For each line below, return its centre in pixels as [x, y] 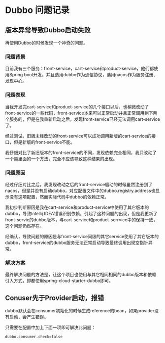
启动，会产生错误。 [29, 317]
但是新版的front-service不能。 [44, 142]
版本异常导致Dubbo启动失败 [48, 30]
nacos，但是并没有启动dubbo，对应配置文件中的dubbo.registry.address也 [80, 191]
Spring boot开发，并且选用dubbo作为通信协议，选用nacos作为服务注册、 [83, 75]
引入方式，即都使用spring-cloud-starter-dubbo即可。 [59, 281]
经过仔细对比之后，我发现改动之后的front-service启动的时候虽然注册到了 [79, 184]
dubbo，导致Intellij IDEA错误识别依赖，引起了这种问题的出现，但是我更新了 [81, 213]
